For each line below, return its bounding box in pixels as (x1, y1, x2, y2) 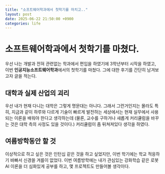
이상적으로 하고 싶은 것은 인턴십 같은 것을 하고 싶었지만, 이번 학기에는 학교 (5, 151, 147, 157)
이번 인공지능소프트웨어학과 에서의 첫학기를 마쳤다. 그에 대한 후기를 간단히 (5, 67, 146, 73)
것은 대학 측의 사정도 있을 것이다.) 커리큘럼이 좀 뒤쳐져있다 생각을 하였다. (10, 121, 150, 127)
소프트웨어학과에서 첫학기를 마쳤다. (5, 44, 139, 55)
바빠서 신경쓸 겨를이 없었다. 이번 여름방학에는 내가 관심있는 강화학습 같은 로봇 (10, 157, 159, 163)
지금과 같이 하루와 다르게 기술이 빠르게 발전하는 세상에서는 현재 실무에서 (11, 109, 150, 115)
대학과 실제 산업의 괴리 (5, 89, 70, 97)
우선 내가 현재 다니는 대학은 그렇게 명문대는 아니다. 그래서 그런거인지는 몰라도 (5, 103, 154, 109)
